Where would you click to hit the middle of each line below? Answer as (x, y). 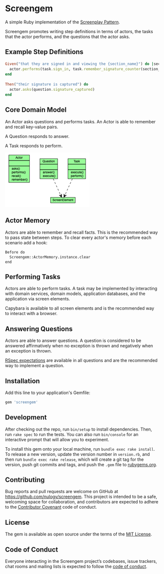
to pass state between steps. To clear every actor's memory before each (78, 238)
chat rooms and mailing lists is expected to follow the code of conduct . (76, 567)
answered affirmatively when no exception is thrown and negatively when (79, 346)
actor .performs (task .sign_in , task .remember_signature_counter (75, 69)
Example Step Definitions (44, 52)
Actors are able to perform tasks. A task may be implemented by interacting (81, 289)
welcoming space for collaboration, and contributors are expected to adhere (82, 502)
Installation (22, 381)
